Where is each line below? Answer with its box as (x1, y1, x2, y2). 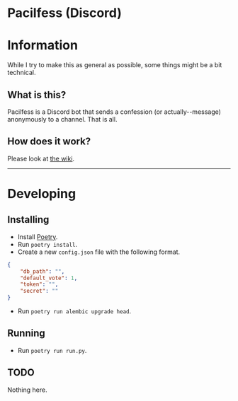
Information (7, 37, 78, 54)
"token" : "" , (20, 281, 59, 288)
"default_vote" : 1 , (20, 274, 78, 281)
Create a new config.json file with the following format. (17, 248, 181, 256)
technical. (7, 69, 36, 77)
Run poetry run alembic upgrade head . (17, 307, 132, 315)
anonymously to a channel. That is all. (7, 115, 118, 123)
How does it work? (7, 136, 91, 148)
